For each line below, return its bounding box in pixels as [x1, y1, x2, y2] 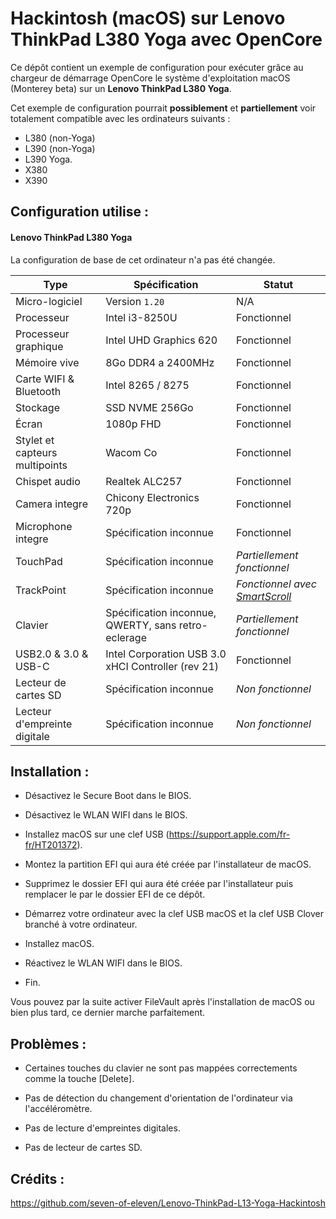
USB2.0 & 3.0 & [15, 647, 89, 661]
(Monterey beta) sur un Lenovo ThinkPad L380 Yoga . [10, 82, 232, 94]
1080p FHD [105, 417, 162, 431]
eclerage [105, 630, 147, 644]
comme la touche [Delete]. [24, 1073, 135, 1085]
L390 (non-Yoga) [24, 142, 96, 154]
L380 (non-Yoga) [24, 132, 96, 144]
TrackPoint [15, 583, 67, 597]
